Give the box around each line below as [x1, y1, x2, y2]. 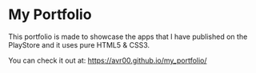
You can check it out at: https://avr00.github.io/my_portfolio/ [8, 56, 207, 65]
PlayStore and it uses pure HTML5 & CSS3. [8, 40, 150, 49]
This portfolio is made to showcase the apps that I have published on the [8, 32, 248, 41]
